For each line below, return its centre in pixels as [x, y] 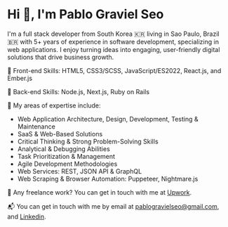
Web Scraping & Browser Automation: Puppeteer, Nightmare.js [108, 179]
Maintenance [36, 127]
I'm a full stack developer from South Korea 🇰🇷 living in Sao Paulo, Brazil [113, 34]
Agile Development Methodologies [67, 164]
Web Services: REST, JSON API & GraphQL [80, 171]
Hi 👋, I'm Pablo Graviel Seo [86, 14]
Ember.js [20, 78]
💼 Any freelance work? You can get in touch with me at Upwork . [100, 192]
